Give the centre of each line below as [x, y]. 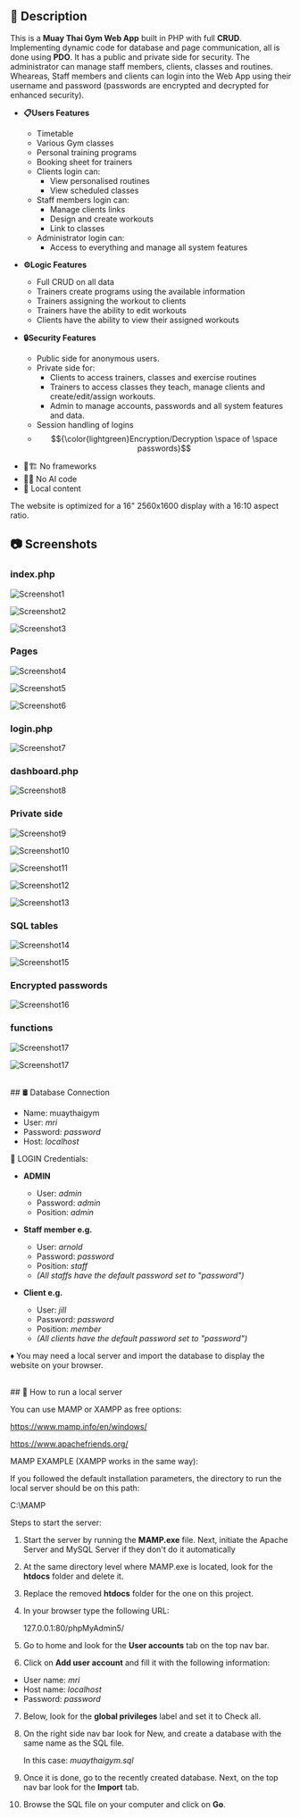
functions [32, 1028]
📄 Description [49, 17]
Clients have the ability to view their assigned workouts [138, 320]
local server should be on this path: [75, 1488]
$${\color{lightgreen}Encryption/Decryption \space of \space [164, 438]
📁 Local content [52, 488]
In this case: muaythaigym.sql [78, 1760]
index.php [33, 574]
